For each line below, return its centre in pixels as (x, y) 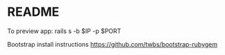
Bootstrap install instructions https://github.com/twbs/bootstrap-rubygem (112, 44)
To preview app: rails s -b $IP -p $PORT (64, 31)
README (33, 12)
